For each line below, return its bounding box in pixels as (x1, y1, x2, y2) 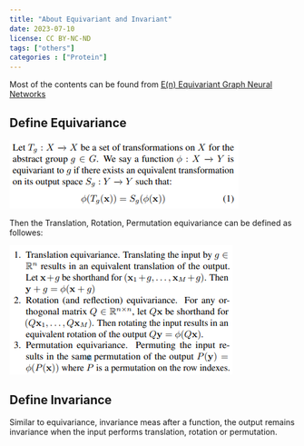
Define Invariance (9, 392, 113, 408)
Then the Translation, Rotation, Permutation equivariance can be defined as (9, 217, 292, 228)
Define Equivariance (9, 114, 127, 131)
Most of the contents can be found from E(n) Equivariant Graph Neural (9, 79, 273, 90)
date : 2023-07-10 (9, 24, 75, 34)
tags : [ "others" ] (9, 44, 75, 53)
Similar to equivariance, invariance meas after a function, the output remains (9, 416, 295, 427)
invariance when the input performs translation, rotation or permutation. (9, 426, 279, 437)
